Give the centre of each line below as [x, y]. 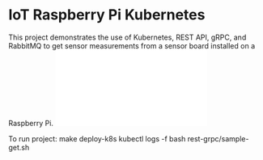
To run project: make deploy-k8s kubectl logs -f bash [97, 138]
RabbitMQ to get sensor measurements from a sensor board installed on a [132, 45]
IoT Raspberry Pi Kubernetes [107, 15]
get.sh [19, 147]
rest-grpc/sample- [218, 138]
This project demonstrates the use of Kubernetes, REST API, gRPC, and [127, 37]
